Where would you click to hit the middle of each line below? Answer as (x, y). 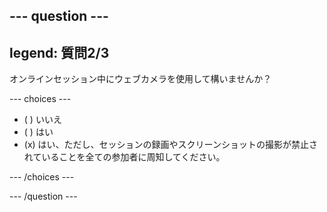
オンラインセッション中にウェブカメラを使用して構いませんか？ (140, 79)
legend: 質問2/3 (59, 52)
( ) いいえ (42, 120)
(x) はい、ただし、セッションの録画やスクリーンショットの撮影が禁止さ (170, 145)
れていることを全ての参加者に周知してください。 (124, 157)
